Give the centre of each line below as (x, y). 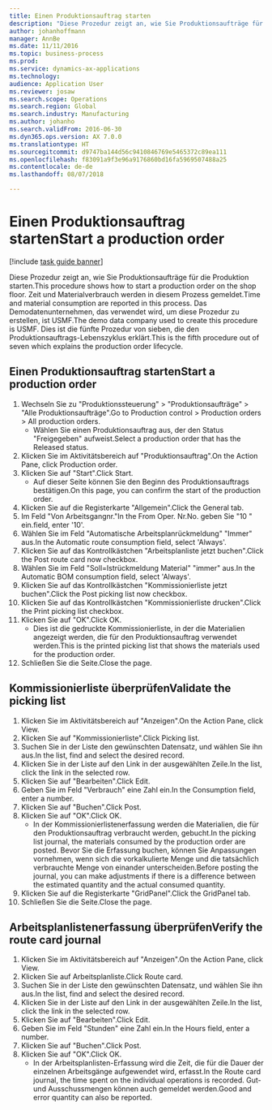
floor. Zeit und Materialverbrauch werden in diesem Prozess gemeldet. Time (135, 294)
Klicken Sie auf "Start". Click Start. (77, 473)
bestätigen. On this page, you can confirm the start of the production (147, 490)
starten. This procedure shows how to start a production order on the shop (133, 286)
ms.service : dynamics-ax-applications (74, 69)
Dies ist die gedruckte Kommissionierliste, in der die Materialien (139, 628)
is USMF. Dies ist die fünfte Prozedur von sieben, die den (104, 329)
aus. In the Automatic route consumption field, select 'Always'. (123, 542)
